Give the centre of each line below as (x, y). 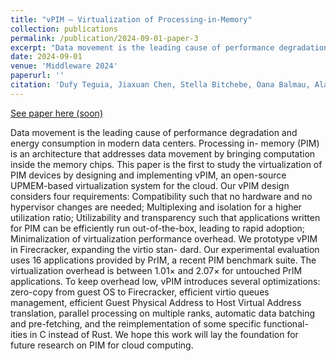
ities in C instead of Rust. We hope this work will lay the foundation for (154, 334)
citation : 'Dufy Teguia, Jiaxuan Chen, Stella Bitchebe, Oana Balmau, (160, 85)
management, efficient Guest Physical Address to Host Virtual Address (156, 302)
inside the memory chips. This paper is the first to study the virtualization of (166, 164)
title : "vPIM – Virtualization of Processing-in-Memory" (131, 19)
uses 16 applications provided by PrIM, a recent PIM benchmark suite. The (163, 260)
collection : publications (64, 29)
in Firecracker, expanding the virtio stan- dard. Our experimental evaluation (165, 249)
